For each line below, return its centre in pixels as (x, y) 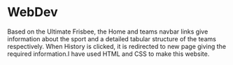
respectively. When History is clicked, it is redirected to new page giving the (116, 46)
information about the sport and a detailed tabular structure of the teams (112, 38)
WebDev (33, 12)
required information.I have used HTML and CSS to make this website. (108, 54)
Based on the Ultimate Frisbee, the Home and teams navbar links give (108, 31)
